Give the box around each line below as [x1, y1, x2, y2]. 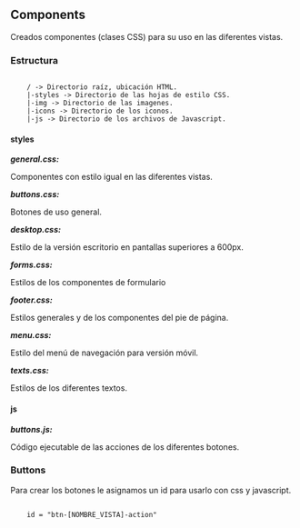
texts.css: [10, 365, 49, 376]
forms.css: [10, 259, 53, 271]
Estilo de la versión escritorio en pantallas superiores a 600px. [10, 242, 244, 253]
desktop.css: [10, 224, 62, 235]
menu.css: [10, 330, 52, 341]
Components [10, 7, 85, 23]
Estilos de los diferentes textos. [10, 383, 128, 394]
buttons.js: [10, 423, 53, 434]
